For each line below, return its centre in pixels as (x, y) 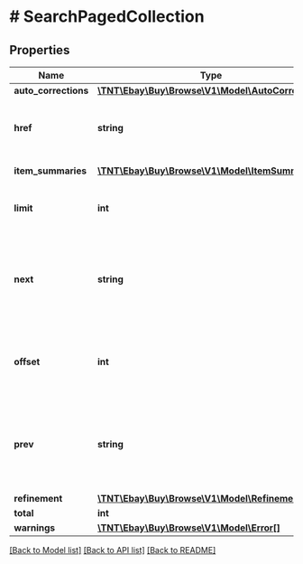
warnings (35, 528)
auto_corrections (51, 90)
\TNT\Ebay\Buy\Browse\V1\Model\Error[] (189, 528)
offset (27, 362)
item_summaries (50, 171)
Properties (40, 50)
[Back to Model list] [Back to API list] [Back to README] (113, 550)
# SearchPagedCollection (107, 17)
